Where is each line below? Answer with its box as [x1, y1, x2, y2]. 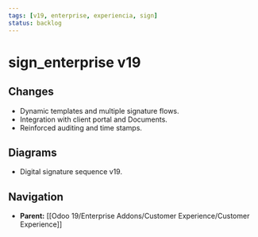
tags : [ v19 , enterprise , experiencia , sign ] [8, 11, 158, 20]
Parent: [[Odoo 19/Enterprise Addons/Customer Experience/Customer [19, 212, 250, 221]
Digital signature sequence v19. [19, 167, 123, 177]
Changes [8, 85, 54, 99]
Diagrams [8, 146, 57, 159]
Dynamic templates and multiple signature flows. [19, 106, 180, 115]
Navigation [8, 190, 64, 204]
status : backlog [8, 19, 62, 27]
